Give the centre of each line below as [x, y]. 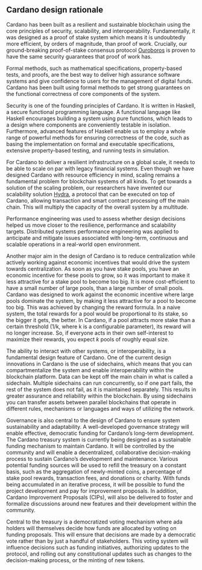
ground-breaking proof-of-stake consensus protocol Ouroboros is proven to [101, 50]
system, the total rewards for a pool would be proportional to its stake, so [97, 314]
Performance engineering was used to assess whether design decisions [96, 218]
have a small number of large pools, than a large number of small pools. [95, 288]
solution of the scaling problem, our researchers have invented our [89, 188]
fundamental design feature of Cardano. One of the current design [89, 357]
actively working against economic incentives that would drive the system [98, 262]
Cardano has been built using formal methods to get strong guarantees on [98, 87]
